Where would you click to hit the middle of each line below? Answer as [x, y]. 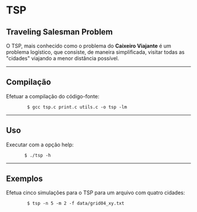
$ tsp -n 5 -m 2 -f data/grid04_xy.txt [76, 204]
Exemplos [24, 179]
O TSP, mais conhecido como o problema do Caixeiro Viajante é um [89, 46]
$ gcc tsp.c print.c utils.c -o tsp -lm [77, 107]
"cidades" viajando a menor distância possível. [63, 58]
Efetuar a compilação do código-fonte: [53, 96]
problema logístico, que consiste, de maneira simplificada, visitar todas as [95, 52]
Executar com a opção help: [40, 145]
